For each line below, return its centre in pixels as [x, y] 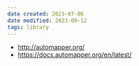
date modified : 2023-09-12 [47, 21]
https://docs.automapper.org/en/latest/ [74, 55]
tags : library [28, 27]
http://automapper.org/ [51, 48]
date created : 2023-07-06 [45, 14]
